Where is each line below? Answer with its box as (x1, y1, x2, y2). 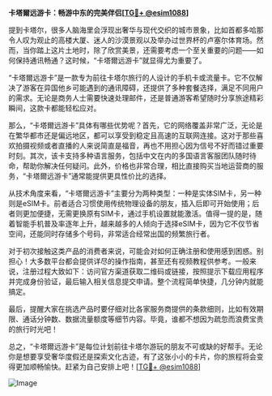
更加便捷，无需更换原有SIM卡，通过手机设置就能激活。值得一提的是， (22, 209, 256, 218)
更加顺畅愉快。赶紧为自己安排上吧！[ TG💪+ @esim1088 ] (15, 362, 201, 372)
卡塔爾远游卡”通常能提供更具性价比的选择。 (25, 171, 172, 181)
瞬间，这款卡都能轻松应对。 (8, 103, 101, 113)
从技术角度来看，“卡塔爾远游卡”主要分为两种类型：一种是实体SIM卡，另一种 (8, 188, 261, 198)
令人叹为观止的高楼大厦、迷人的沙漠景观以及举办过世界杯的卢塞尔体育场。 (8, 36, 257, 45)
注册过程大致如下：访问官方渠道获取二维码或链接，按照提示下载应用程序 (22, 267, 264, 276)
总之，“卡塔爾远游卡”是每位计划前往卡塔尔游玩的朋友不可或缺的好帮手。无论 (8, 342, 263, 351)
